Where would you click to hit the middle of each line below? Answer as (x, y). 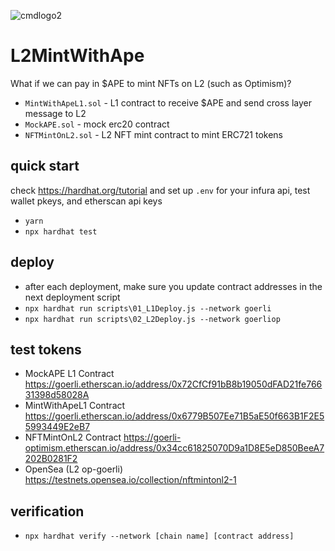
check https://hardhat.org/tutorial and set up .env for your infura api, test (160, 190)
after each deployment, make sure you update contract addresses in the (173, 286)
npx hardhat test (61, 231)
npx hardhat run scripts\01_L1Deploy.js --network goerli (148, 308)
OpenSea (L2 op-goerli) (74, 469)
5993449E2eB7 (57, 427)
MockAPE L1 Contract (69, 374)
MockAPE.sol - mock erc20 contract (97, 124)
